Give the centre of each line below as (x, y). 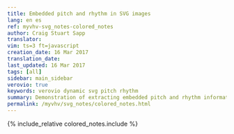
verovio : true (28, 85)
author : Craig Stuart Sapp (46, 33)
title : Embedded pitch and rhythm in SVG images (79, 14)
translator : (24, 40)
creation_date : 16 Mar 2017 (48, 53)
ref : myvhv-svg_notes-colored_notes (60, 26)
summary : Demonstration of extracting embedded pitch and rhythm (104, 98)
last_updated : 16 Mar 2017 (46, 65)
